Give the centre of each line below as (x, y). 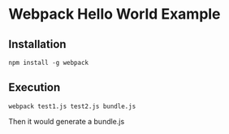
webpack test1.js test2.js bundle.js (72, 106)
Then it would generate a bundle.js (67, 121)
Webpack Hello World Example (114, 14)
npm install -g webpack (49, 63)
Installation (37, 44)
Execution (35, 87)
